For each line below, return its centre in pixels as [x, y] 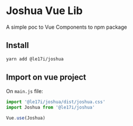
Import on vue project [46, 77]
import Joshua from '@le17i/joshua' [50, 108]
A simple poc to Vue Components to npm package [66, 27]
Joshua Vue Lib [44, 11]
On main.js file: [25, 91]
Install [17, 45]
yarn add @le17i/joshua [35, 59]
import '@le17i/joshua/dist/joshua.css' [56, 102]
